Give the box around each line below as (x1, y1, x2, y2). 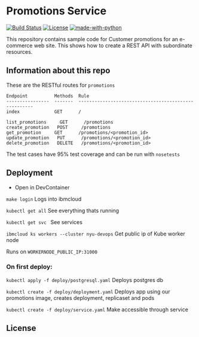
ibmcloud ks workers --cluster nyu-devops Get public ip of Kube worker (6, 230, 185, 237)
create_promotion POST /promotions (6, 124, 111, 130)
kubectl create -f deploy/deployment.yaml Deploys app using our (6, 288, 170, 295)
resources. (6, 48, 33, 55)
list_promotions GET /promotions (6, 119, 114, 125)
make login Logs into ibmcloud (6, 195, 82, 203)
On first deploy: (6, 263, 53, 271)
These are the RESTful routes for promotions (6, 81, 115, 88)
